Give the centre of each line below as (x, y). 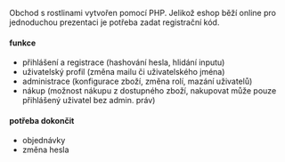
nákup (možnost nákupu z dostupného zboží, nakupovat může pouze (149, 91)
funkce (23, 43)
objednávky (44, 141)
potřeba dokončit (42, 120)
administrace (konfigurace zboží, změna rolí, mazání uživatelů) (137, 81)
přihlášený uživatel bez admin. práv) (89, 101)
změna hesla (45, 150)
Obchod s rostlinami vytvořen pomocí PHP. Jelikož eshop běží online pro (142, 13)
